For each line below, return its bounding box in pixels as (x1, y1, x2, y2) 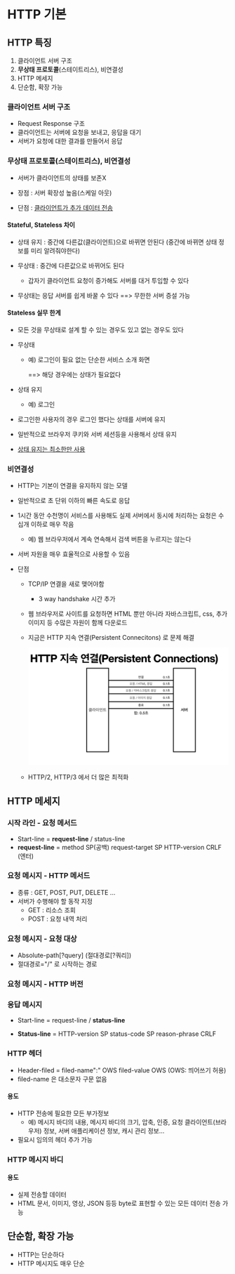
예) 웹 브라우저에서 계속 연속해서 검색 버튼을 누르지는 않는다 (27, 535, 192, 544)
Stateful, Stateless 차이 (7, 221, 76, 229)
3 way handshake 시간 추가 (38, 595, 116, 603)
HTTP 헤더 (7, 1049, 42, 1058)
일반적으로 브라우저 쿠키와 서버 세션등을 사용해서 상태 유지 (17, 430, 177, 438)
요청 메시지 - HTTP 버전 (7, 979, 84, 989)
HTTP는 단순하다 (17, 1250, 65, 1259)
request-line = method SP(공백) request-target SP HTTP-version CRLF (17, 843, 222, 851)
